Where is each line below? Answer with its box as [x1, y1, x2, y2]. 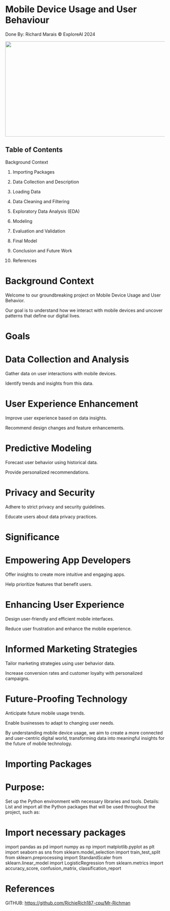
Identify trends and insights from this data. [5, 380, 94, 386]
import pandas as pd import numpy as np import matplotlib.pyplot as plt [5, 843, 155, 850]
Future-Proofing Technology [5, 693, 128, 704]
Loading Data [12, 188, 41, 194]
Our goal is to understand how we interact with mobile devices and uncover [5, 307, 163, 313]
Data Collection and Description [12, 179, 79, 185]
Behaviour [5, 14, 50, 26]
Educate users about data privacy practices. [5, 513, 98, 519]
